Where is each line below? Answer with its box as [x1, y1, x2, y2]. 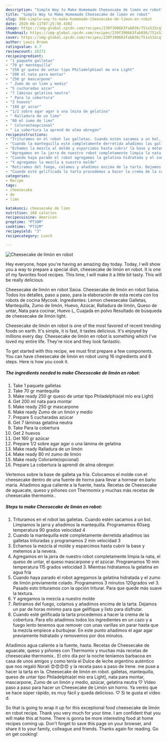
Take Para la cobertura [12, 424, 59, 430]
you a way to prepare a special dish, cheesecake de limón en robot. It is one [5, 266, 161, 272]
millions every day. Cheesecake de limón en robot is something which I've [5, 333, 157, 339]
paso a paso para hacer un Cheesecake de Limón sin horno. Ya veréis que [5, 684, 158, 690]
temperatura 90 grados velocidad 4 [12, 527, 86, 533]
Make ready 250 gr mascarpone [12, 404, 79, 410]
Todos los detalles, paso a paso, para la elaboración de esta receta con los [5, 292, 159, 298]
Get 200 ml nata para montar [12, 398, 72, 404]
